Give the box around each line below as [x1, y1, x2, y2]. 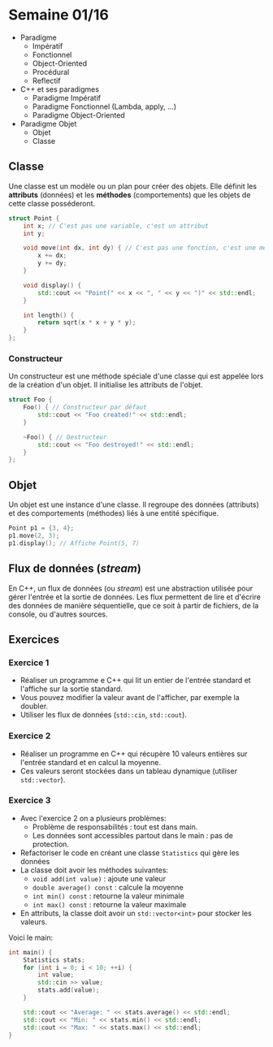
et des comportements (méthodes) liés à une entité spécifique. [8, 508, 219, 518]
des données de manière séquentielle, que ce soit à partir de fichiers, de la [8, 600, 259, 610]
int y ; [23, 229, 45, 237]
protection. [32, 839, 69, 849]
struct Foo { [8, 396, 53, 404]
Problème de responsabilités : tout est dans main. [32, 822, 198, 832]
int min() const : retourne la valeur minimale [32, 891, 184, 901]
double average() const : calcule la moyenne [32, 882, 184, 892]
